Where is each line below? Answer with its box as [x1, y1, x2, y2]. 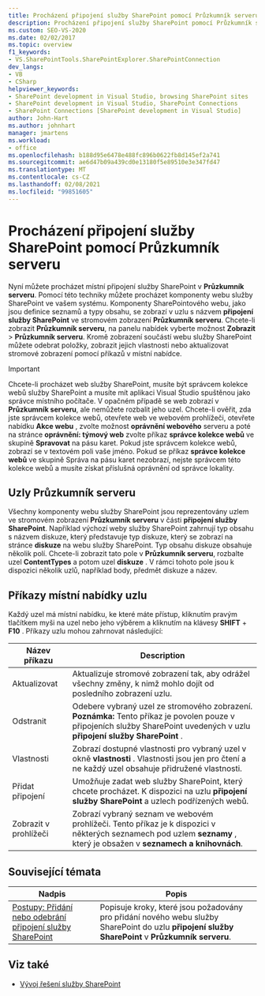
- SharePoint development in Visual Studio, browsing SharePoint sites [8, 92, 248, 100]
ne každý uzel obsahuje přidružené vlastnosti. [72, 763, 243, 774]
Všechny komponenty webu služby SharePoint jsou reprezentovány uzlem [8, 507, 249, 517]
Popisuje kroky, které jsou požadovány [99, 902, 243, 912]
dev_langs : [8, 63, 44, 71]
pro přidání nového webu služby [99, 911, 219, 923]
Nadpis [38, 889, 66, 899]
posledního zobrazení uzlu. [72, 688, 173, 699]
